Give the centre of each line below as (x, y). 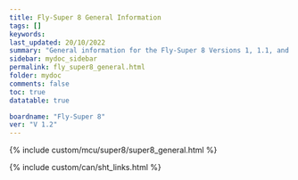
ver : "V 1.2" (33, 125)
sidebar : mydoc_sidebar (54, 59)
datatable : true (39, 100)
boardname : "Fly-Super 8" (57, 117)
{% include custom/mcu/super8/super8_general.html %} (113, 150)
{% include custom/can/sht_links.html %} (86, 168)
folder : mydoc (36, 76)
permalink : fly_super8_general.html (77, 68)
